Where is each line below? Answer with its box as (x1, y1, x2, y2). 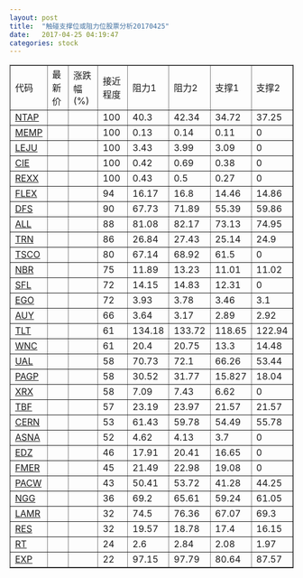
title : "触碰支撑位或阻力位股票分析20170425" (9, 22, 170, 31)
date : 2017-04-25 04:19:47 (9, 30, 119, 39)
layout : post (9, 13, 59, 23)
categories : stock (9, 38, 78, 48)
